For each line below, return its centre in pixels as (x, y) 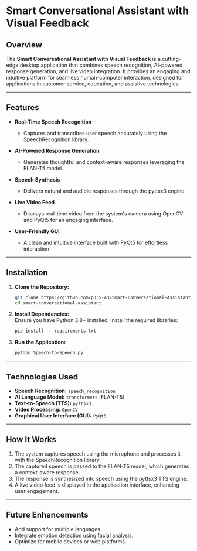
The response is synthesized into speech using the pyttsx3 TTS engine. (101, 478)
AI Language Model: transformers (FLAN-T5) (69, 397)
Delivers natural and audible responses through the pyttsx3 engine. (105, 191)
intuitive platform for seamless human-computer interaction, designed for (95, 78)
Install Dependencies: (42, 314)
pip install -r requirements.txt (55, 331)
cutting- (172, 59)
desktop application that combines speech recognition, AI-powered (101, 65)
